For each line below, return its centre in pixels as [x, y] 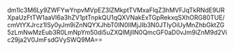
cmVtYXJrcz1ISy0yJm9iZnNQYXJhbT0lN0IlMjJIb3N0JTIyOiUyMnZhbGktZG [116, 25]
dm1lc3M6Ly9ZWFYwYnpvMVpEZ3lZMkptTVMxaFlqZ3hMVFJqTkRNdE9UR [116, 10]
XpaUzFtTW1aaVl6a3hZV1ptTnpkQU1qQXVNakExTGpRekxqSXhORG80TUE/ [116, 17]
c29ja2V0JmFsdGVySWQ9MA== [55, 40]
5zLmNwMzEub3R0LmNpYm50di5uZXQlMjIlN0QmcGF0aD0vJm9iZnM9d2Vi [117, 32]
